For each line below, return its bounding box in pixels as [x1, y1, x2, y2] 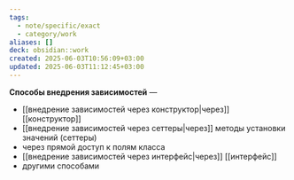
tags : [9, 12, 29, 22]
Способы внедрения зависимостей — [9, 86, 158, 98]
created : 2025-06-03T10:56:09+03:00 [9, 54, 144, 63]
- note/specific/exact [17, 21, 101, 30]
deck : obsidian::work [9, 46, 89, 55]
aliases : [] [9, 37, 53, 47]
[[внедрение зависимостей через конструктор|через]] [21, 104, 230, 114]
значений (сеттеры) [21, 132, 97, 143]
